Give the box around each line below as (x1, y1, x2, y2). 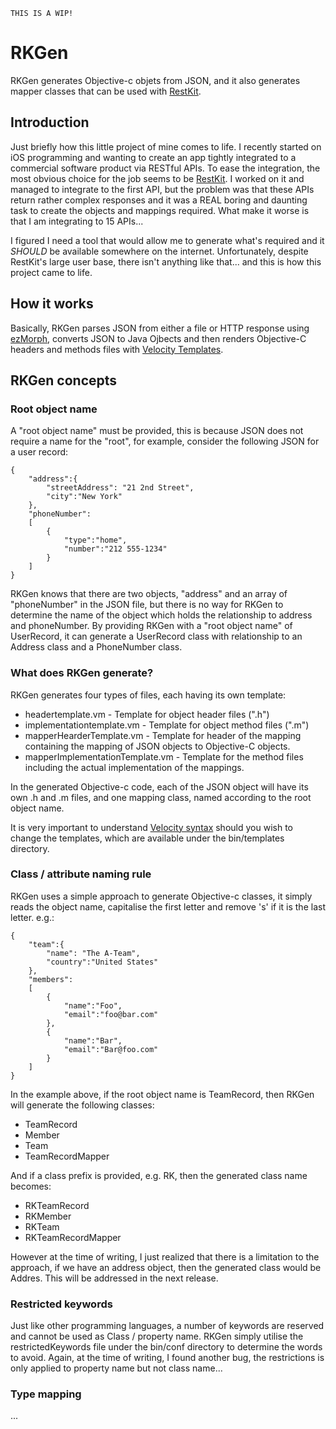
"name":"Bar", (63, 1035, 123, 1046)
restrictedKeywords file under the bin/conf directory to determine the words (10, 1341, 323, 1353)
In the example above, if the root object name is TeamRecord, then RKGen (10, 1088, 315, 1100)
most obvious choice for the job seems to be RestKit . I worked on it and (10, 172, 305, 184)
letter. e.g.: (10, 911, 55, 923)
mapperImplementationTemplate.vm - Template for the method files (24, 750, 304, 763)
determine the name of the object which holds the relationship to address (10, 609, 313, 621)
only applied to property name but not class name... (10, 1362, 223, 1374)
